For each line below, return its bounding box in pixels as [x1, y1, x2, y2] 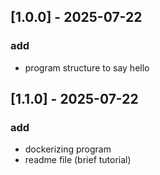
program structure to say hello [24, 61, 150, 74]
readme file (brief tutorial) [24, 154, 132, 166]
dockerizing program [24, 143, 112, 155]
